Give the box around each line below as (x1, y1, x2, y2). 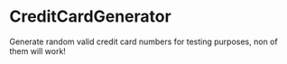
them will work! (9, 45, 66, 56)
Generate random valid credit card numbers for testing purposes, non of (9, 36, 278, 47)
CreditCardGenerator (9, 6, 171, 27)
